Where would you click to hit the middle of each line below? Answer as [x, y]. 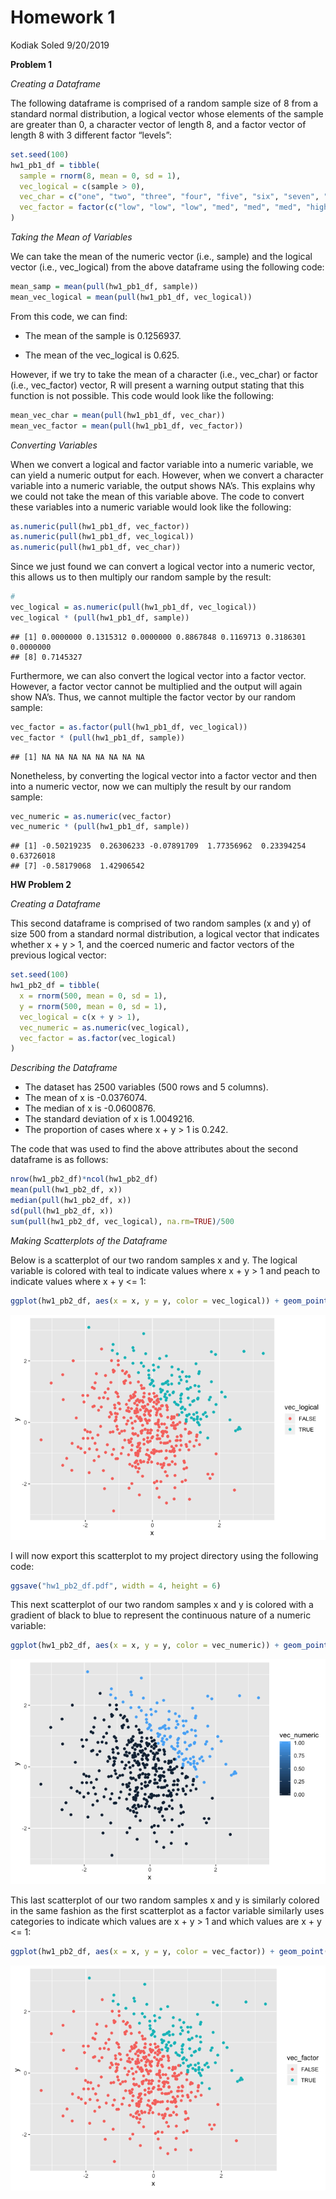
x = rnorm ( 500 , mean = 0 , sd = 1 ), [93, 996]
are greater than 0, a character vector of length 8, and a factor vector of [158, 124]
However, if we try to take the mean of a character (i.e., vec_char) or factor [164, 374]
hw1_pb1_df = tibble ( [55, 165]
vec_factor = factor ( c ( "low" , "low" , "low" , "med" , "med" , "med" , [160, 207]
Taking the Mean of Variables [71, 237]
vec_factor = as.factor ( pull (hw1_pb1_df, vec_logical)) [129, 727]
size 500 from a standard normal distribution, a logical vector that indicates [165, 934]
